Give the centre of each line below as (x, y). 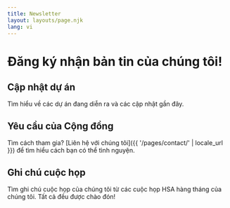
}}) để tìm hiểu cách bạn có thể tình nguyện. (71, 151)
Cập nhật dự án (41, 87)
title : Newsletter (34, 14)
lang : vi (20, 27)
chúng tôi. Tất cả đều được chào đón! (62, 196)
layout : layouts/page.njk (45, 20)
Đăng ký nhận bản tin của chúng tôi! (115, 61)
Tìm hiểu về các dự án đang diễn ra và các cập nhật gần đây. (96, 104)
